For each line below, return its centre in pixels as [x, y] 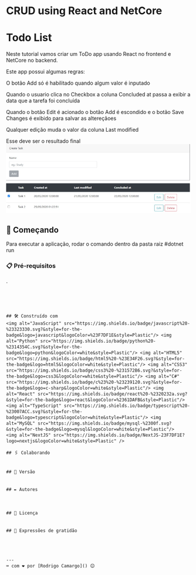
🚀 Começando [32, 230]
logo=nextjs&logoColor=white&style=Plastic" [61, 441]
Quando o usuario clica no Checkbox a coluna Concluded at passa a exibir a [98, 95]
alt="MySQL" [21, 423]
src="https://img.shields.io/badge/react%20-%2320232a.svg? [112, 394]
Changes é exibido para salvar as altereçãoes [61, 118]
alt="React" [21, 394]
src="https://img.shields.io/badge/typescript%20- [127, 406]
